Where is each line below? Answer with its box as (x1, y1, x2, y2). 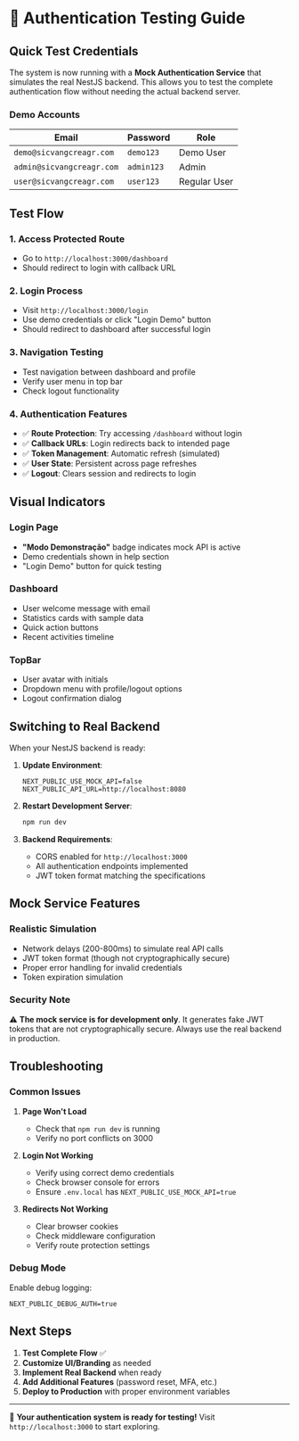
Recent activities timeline (21, 631, 114, 642)
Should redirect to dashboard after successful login (21, 324, 211, 335)
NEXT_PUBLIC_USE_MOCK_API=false (21, 776, 142, 786)
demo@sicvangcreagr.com (13, 147, 115, 158)
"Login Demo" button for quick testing (21, 560, 162, 571)
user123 (127, 177, 160, 186)
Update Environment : (21, 759, 103, 770)
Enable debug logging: (9, 1282, 92, 1293)
